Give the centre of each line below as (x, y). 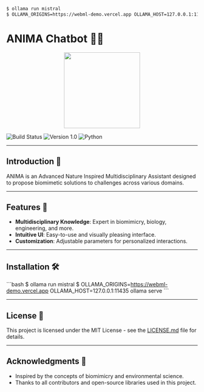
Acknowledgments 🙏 (46, 361)
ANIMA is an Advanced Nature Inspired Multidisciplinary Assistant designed (101, 176)
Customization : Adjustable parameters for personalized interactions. (101, 241)
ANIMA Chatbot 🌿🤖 (55, 39)
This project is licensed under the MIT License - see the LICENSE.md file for (101, 330)
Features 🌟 (27, 207)
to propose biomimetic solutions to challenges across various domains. (95, 183)
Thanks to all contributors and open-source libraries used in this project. (106, 382)
